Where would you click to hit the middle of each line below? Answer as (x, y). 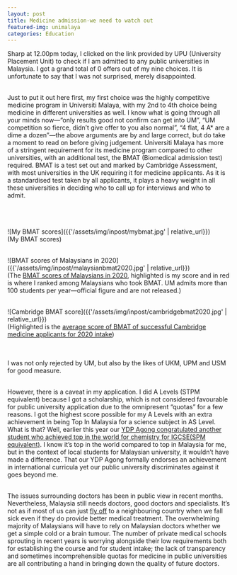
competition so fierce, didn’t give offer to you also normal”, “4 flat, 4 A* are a (118, 127)
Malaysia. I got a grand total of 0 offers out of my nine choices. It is (105, 69)
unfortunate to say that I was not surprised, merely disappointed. (102, 76)
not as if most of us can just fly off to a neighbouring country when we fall (115, 511)
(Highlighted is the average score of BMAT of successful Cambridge (107, 327)
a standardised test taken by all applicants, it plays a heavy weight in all (111, 181)
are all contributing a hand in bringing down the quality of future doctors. (113, 564)
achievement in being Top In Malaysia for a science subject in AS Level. (111, 422)
